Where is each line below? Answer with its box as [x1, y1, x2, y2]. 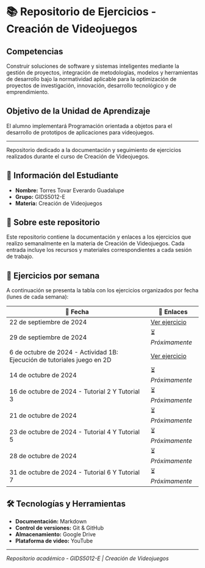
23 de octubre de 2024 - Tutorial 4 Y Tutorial [9, 428, 140, 436]
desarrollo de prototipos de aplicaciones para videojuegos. [6, 129, 154, 136]
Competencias [6, 46, 63, 57]
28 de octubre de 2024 [9, 451, 77, 460]
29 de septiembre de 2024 [9, 333, 87, 342]
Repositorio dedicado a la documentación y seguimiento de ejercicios [6, 146, 182, 153]
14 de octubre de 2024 [9, 370, 77, 379]
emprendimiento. [6, 88, 49, 95]
